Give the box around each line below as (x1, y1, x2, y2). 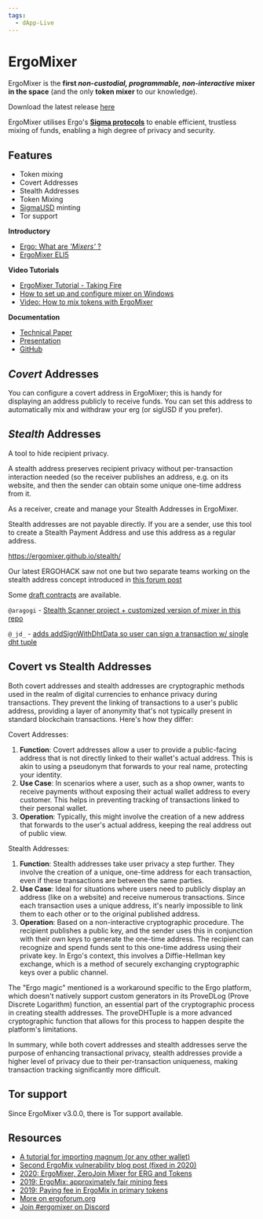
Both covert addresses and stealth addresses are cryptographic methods (8, 681, 245, 691)
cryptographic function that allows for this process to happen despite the (8, 1016, 245, 1026)
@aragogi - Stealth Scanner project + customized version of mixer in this (8, 605, 241, 614)
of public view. (19, 828, 68, 838)
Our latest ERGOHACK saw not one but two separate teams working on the (8, 566, 250, 576)
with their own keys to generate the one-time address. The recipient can (19, 934, 254, 944)
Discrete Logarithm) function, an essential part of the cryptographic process (8, 1000, 255, 1009)
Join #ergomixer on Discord (19, 1202, 110, 1212)
